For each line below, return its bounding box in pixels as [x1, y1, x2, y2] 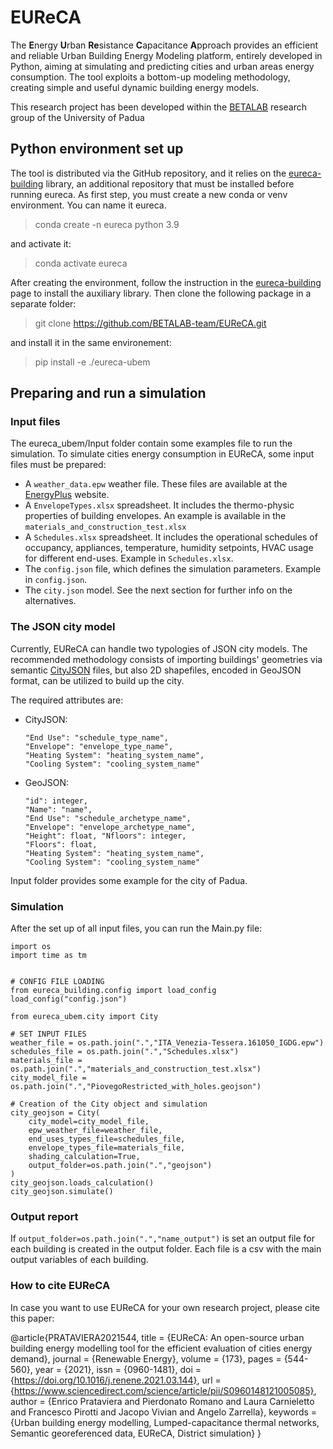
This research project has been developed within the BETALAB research [10, 101, 308, 113]
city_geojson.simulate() [10, 1187, 114, 1197]
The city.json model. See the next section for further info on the [24, 584, 293, 596]
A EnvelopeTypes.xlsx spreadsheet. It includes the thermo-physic [24, 499, 295, 511]
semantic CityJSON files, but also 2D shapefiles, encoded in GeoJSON [10, 664, 302, 676]
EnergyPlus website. [24, 489, 110, 501]
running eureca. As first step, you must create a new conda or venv [10, 188, 288, 200]
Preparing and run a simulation [10, 385, 207, 402]
